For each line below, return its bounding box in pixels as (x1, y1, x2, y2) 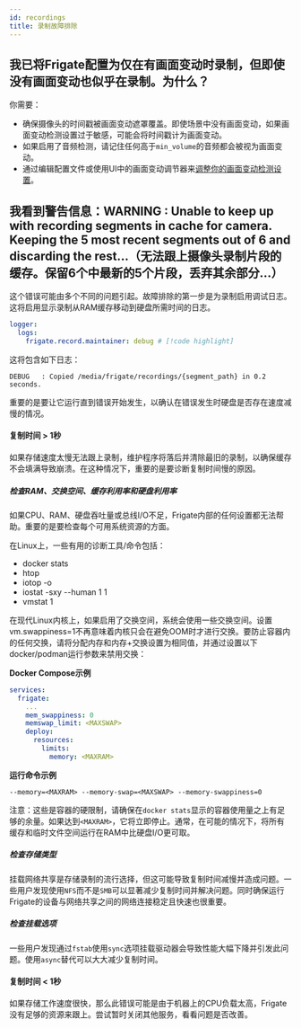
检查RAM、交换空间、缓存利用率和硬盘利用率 (9, 485, 177, 496)
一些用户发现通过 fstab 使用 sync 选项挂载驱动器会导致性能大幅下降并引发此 (9, 943, 281, 953)
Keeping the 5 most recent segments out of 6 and (9, 232, 291, 247)
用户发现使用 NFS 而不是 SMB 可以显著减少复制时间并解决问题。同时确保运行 (16, 884, 285, 895)
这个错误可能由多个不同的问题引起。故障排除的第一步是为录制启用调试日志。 (9, 291, 292, 302)
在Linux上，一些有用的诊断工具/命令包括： (9, 540, 166, 551)
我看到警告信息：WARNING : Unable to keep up (9, 203, 275, 218)
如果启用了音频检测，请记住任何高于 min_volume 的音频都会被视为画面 (21, 141, 275, 152)
